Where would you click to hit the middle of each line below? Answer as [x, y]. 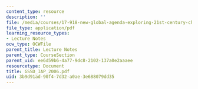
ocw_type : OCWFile [29, 44]
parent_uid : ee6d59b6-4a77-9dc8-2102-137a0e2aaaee [70, 60]
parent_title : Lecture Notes [42, 50]
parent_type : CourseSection [41, 55]
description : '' [26, 17]
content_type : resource [35, 11]
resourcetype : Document [35, 66]
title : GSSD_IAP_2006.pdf [38, 71]
